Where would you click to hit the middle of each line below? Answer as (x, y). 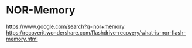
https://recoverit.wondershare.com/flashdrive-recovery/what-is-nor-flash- (96, 32)
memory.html (22, 39)
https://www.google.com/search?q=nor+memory (65, 26)
